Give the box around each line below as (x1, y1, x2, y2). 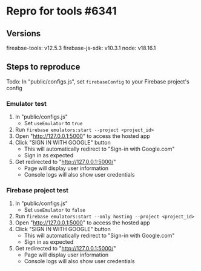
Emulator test (6, 99, 47, 108)
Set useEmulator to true (24, 120, 83, 127)
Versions (6, 28, 41, 39)
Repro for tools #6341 (6, 4, 117, 18)
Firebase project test (6, 186, 68, 195)
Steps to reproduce (6, 62, 81, 72)
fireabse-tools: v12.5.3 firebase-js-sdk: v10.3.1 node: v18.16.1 (6, 44, 156, 51)
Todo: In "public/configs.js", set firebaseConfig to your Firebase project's (6, 77, 189, 85)
